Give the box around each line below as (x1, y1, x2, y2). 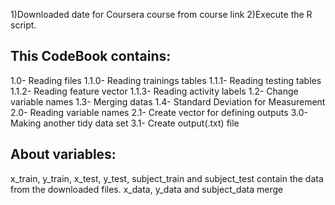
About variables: (10, 146, 117, 163)
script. (10, 19, 37, 31)
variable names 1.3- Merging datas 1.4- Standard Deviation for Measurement (10, 95, 326, 108)
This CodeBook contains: (10, 48, 172, 65)
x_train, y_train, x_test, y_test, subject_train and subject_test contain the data (10, 172, 324, 184)
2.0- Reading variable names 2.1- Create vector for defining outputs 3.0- (10, 106, 308, 118)
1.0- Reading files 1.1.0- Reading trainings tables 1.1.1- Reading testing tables (10, 74, 322, 86)
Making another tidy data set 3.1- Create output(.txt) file (10, 117, 240, 129)
